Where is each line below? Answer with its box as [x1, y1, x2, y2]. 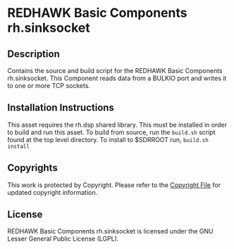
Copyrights [7, 162, 58, 174]
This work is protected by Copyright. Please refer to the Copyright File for [7, 181, 221, 189]
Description [7, 48, 60, 60]
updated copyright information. [7, 188, 98, 196]
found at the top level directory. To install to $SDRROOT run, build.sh [7, 135, 209, 143]
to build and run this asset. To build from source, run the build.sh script [7, 128, 216, 136]
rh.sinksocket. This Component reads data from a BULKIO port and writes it [7, 74, 227, 82]
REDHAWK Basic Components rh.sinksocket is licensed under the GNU [7, 227, 214, 236]
